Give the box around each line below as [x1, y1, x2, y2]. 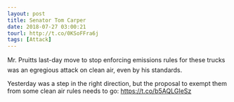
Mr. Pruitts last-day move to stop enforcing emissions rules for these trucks [7, 56, 226, 64]
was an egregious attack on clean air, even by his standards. [7, 66, 183, 74]
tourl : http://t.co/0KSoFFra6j [7, 29, 99, 37]
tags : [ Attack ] [7, 36, 52, 43]
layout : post [7, 10, 46, 17]
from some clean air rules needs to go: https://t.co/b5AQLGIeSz [7, 87, 192, 95]
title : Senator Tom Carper [7, 17, 86, 24]
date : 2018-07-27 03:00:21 [7, 23, 86, 30]
